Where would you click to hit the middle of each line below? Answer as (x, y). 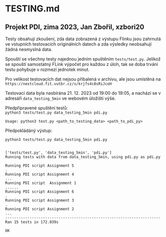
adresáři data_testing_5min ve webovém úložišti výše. (60, 98)
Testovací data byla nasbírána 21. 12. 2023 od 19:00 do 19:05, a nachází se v (83, 93)
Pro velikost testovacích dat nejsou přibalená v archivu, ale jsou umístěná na (83, 79)
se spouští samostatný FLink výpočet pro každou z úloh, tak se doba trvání (82, 64)
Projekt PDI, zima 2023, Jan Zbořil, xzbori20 (75, 27)
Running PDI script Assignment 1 (41, 183)
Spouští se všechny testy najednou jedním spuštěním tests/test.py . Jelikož (83, 59)
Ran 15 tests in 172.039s (32, 222)
